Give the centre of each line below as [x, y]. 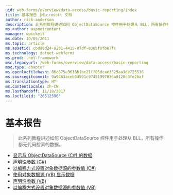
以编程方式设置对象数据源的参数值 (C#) [54, 168]
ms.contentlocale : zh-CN [32, 86]
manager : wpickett [25, 34]
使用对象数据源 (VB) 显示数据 [44, 174]
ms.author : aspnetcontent [33, 29]
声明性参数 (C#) [30, 162]
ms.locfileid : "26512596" [33, 96]
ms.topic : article [25, 44]
